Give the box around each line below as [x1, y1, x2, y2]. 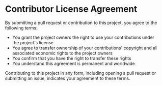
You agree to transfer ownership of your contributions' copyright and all [12, 45, 158, 51]
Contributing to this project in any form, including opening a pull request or [5, 70, 156, 76]
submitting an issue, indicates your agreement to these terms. [5, 75, 131, 81]
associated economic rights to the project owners [12, 50, 113, 56]
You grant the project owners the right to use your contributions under [12, 34, 155, 40]
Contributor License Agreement [5, 3, 137, 15]
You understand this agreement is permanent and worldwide [12, 60, 135, 66]
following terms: [5, 25, 38, 30]
